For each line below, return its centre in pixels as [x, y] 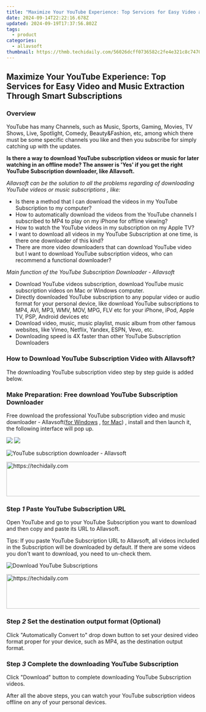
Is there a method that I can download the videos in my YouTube [96, 202]
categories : [21, 41]
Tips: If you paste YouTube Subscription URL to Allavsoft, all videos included [103, 541]
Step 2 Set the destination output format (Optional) [84, 622]
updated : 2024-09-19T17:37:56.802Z [52, 23]
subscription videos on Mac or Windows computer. [80, 291]
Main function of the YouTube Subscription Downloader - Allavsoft [90, 272]
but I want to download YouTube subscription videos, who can [94, 254]
